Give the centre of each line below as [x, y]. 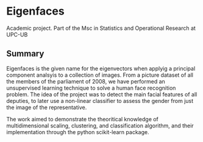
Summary [25, 54]
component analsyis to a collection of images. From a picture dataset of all [100, 75]
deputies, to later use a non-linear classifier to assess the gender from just [100, 101]
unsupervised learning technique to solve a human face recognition [91, 88]
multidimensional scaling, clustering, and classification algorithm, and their [100, 126]
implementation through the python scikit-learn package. [78, 132]
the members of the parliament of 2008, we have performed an [86, 81]
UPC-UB [17, 34]
